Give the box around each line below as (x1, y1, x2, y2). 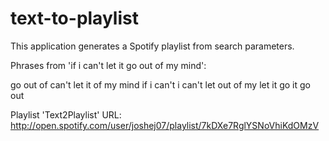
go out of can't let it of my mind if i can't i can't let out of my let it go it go (10, 78, 311, 91)
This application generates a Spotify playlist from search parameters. (10, 40, 295, 52)
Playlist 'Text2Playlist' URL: (10, 108, 122, 121)
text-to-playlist (10, 7, 139, 30)
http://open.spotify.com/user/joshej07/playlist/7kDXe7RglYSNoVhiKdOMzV (10, 119, 320, 131)
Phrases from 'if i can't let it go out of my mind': (10, 59, 207, 71)
